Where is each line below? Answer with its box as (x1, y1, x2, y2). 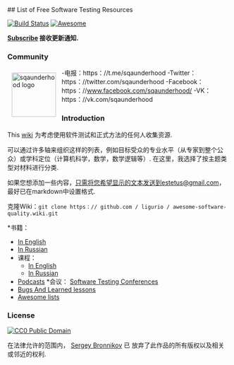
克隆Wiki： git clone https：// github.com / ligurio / (7, 202, 171, 210)
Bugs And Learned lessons (17, 285, 97, 294)
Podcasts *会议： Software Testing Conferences (17, 277, 159, 286)
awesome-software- (172, 203, 227, 210)
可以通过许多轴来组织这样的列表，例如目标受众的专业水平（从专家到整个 (7, 145, 217, 153)
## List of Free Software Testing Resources (7, 6, 133, 13)
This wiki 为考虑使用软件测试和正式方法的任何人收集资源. (7, 130, 173, 139)
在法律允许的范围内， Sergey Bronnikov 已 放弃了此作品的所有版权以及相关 (7, 341, 225, 349)
